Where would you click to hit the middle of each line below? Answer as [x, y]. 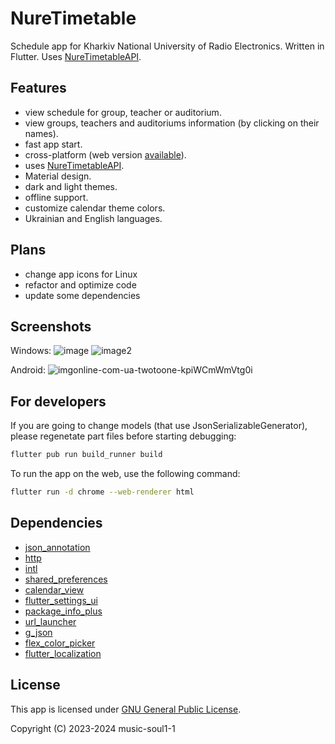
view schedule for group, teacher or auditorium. [123, 112]
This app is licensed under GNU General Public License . [126, 709]
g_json [38, 632]
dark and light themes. [71, 186]
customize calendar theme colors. [95, 208]
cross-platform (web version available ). [105, 154]
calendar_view [54, 589]
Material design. [58, 176]
